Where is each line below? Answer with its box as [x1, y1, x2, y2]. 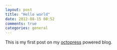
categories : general [5, 26, 48, 31]
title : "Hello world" [5, 12, 50, 17]
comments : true [5, 21, 37, 26]
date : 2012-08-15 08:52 [5, 16, 55, 21]
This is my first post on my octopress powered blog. [5, 39, 112, 45]
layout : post [5, 7, 32, 12]
